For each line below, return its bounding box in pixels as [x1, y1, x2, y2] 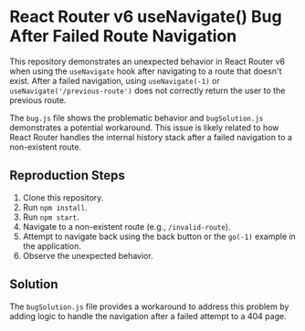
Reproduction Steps [9, 168, 125, 183]
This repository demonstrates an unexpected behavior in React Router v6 [9, 56, 286, 67]
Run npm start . [22, 212, 79, 222]
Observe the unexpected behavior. [22, 250, 153, 261]
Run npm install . [22, 202, 89, 212]
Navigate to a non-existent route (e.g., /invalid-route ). [22, 221, 231, 232]
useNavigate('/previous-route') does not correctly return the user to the [9, 85, 286, 96]
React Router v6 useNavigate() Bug [9, 6, 282, 27]
